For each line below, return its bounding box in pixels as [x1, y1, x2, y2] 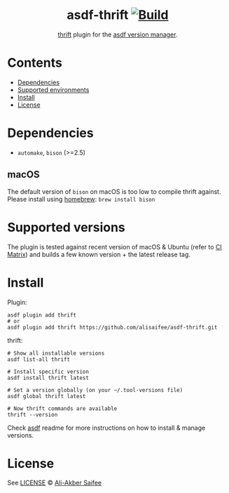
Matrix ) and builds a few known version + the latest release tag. [7, 250, 191, 258]
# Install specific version [7, 368, 90, 375]
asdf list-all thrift [7, 355, 71, 363]
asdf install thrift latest [7, 374, 90, 381]
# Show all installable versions [7, 350, 105, 357]
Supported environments [17, 85, 90, 94]
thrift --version [7, 411, 58, 418]
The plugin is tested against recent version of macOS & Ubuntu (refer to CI [7, 242, 222, 251]
